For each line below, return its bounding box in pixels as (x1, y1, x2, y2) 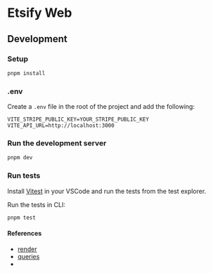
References (7, 229, 42, 237)
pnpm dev (7, 154, 33, 161)
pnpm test (7, 214, 37, 221)
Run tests (7, 171, 41, 180)
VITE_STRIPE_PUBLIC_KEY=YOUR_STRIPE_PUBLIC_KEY (7, 116, 150, 124)
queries (17, 252, 40, 260)
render (17, 244, 37, 253)
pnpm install (7, 69, 46, 76)
